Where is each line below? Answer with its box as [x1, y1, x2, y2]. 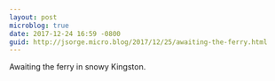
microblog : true [9, 21, 69, 30]
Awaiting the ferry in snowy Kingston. [9, 62, 146, 72]
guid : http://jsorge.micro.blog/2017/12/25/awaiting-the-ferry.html [9, 37, 268, 47]
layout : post [9, 12, 58, 22]
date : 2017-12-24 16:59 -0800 [9, 29, 122, 38]
